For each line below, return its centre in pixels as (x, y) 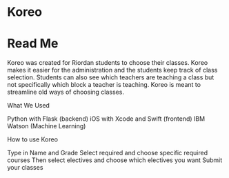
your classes (25, 168)
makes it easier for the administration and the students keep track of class (112, 70)
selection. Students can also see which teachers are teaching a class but (111, 77)
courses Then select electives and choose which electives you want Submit (115, 160)
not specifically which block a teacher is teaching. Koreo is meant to (104, 85)
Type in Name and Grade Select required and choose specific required (108, 153)
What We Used (29, 106)
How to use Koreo (33, 139)
